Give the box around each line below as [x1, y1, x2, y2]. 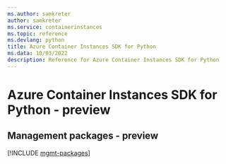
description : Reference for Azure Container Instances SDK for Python [7, 57, 220, 64]
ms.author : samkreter [7, 10, 71, 18]
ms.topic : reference [7, 30, 69, 37]
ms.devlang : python [7, 37, 65, 44]
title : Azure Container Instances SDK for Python [7, 43, 157, 50]
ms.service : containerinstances [7, 23, 102, 30]
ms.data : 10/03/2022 [7, 50, 69, 57]
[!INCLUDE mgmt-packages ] [7, 148, 90, 157]
